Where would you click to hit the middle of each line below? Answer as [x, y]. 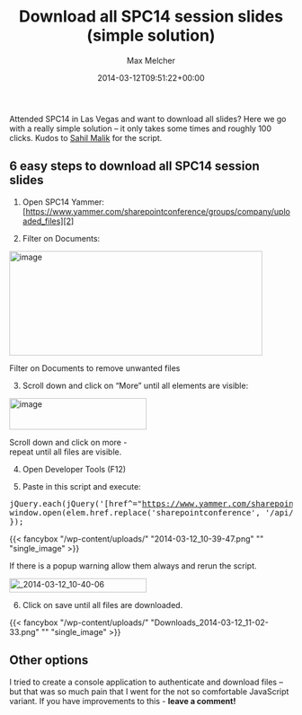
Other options [49, 661]
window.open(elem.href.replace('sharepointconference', [135, 512]
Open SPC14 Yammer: [63, 202]
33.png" [24, 631]
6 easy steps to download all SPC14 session [134, 167]
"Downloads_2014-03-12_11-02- [210, 622]
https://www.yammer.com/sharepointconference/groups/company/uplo [158, 211]
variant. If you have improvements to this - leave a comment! [123, 701]
